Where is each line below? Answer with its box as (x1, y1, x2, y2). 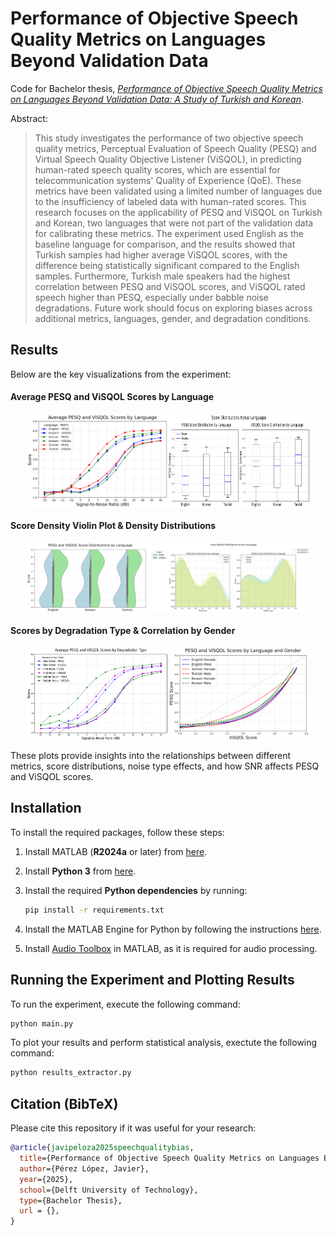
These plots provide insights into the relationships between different (10, 750, 292, 762)
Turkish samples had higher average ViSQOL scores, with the (34, 248, 288, 261)
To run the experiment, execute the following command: (10, 998, 241, 1010)
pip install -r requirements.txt (24, 905, 165, 915)
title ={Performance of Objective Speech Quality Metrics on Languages (19, 1153, 320, 1164)
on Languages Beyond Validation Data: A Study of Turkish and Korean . (10, 93, 304, 105)
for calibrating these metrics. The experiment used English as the (34, 227, 304, 239)
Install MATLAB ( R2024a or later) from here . (24, 845, 208, 857)
